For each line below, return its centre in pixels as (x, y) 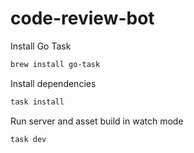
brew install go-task (55, 64)
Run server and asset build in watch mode (97, 121)
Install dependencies (53, 83)
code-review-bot (82, 18)
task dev (28, 139)
